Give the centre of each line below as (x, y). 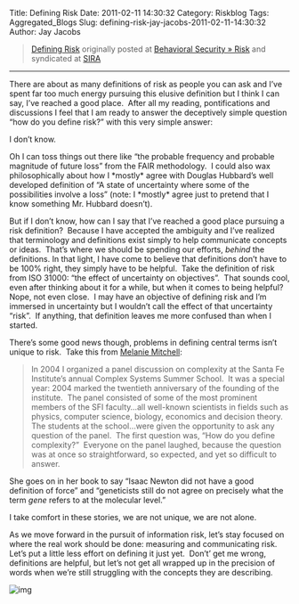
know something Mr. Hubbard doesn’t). (81, 204)
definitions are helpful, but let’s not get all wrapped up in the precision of (142, 563)
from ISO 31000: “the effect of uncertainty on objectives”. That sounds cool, (149, 278)
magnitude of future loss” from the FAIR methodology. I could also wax (140, 166)
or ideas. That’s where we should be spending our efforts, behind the (137, 249)
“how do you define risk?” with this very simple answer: (111, 122)
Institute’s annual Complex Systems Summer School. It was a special (158, 379)
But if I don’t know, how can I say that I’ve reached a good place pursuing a (147, 221)
